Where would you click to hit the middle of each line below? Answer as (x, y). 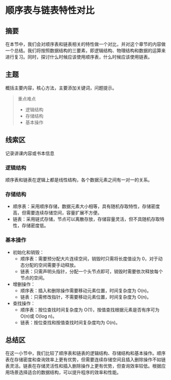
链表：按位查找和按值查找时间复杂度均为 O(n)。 (70, 322)
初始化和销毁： (28, 252)
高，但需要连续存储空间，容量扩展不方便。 (57, 213)
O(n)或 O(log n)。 (39, 316)
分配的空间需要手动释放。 (52, 265)
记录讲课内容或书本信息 (30, 153)
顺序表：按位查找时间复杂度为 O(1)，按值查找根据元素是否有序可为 (90, 310)
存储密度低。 (35, 226)
